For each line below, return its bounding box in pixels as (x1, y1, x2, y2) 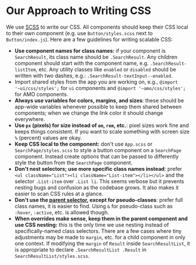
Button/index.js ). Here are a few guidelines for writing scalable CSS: (6, 36, 173, 43)
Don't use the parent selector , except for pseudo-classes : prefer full (14, 196, 183, 203)
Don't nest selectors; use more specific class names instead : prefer (14, 165, 183, 172)
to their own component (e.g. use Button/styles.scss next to (6, 29, 153, 36)
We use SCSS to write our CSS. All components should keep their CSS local (6, 23, 188, 30)
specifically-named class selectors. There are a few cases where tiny (14, 227, 182, 235)
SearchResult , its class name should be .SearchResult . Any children (14, 53, 177, 60)
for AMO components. (14, 91, 68, 98)
